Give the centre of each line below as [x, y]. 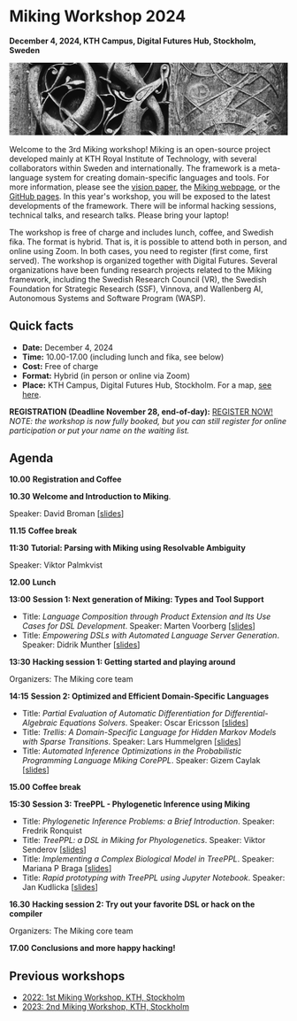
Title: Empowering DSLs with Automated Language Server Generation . [151, 636]
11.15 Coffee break [43, 531]
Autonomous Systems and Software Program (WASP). [107, 298]
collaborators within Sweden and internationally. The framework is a [133, 168]
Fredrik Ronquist [52, 831]
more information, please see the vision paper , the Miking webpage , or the [145, 187]
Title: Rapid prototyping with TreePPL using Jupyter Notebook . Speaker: [153, 878]
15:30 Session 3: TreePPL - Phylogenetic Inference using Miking [129, 804]
